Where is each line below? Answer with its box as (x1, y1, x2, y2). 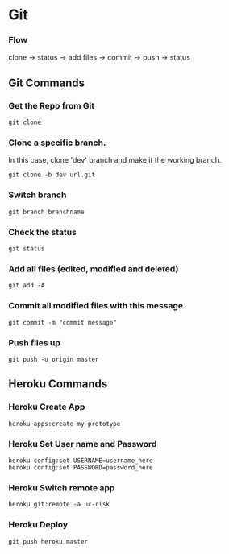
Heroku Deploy (8, 519, 69, 531)
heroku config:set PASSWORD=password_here (8, 463, 153, 472)
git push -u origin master (8, 355, 99, 363)
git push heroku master (8, 537, 89, 545)
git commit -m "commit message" (8, 318, 117, 327)
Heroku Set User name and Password (8, 438, 157, 449)
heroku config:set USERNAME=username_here (8, 457, 153, 465)
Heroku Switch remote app (8, 482, 115, 493)
